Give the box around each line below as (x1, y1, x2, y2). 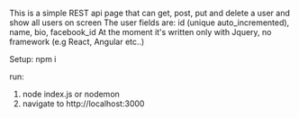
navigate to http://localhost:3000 (22, 98, 145, 109)
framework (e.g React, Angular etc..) (9, 36, 145, 47)
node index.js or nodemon (22, 89, 120, 99)
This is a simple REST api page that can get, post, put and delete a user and (9, 8, 291, 18)
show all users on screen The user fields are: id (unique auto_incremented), (9, 17, 290, 28)
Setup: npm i (9, 54, 57, 64)
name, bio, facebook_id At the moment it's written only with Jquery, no (9, 27, 272, 37)
